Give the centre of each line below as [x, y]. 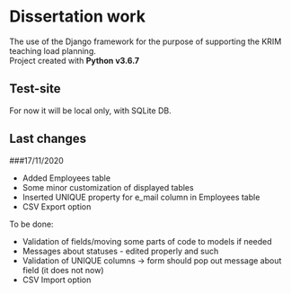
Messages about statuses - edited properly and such [120, 251]
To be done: [31, 224]
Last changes [48, 139]
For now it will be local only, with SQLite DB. [91, 111]
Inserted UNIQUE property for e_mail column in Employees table [141, 197]
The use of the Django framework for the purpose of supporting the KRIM [145, 41]
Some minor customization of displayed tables [108, 187]
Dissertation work [78, 17]
